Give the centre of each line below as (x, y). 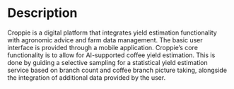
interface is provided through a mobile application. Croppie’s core (103, 47)
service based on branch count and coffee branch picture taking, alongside (117, 70)
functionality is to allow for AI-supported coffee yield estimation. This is (111, 55)
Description (42, 13)
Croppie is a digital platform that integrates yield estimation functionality (112, 32)
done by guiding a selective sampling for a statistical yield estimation (108, 62)
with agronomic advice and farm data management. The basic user (105, 40)
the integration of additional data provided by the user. (87, 77)
